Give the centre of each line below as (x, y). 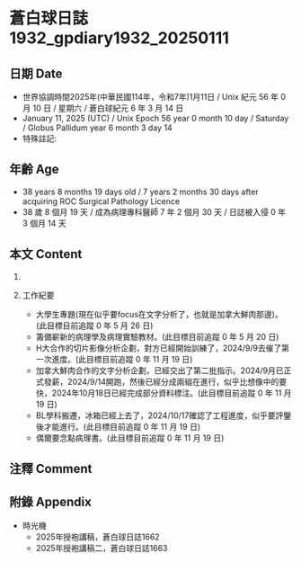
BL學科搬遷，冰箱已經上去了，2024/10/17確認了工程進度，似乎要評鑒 (164, 415)
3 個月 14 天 (44, 223)
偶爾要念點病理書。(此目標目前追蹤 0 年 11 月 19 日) (130, 438)
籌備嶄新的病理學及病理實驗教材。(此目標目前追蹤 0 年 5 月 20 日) (157, 336)
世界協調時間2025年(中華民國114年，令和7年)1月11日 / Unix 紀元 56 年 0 (154, 97)
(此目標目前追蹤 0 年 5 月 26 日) (94, 326)
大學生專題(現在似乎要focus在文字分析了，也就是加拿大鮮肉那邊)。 (159, 314)
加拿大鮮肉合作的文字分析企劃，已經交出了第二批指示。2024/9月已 (160, 370)
